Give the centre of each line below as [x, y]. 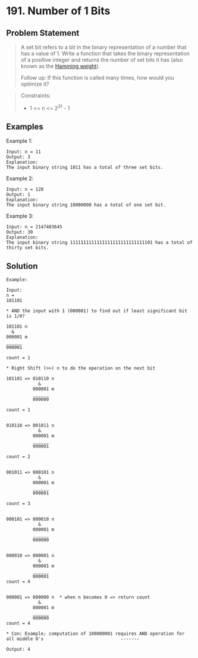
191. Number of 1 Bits [58, 11]
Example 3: [20, 216]
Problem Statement [43, 33]
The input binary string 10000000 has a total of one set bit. [86, 205]
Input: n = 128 [25, 189]
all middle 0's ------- [73, 639]
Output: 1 [18, 195]
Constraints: [36, 95]
